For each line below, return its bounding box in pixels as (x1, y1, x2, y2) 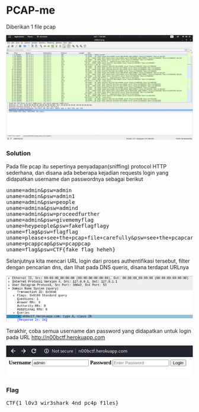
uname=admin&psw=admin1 (6, 193, 75, 199)
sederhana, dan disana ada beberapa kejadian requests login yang (6, 169, 169, 176)
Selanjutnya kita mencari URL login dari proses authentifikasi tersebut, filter (6, 257, 190, 264)
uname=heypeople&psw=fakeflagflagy (6, 222, 110, 229)
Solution (6, 149, 31, 158)
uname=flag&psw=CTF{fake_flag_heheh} (6, 246, 116, 253)
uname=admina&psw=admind (6, 205, 78, 211)
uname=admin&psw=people (6, 199, 75, 205)
